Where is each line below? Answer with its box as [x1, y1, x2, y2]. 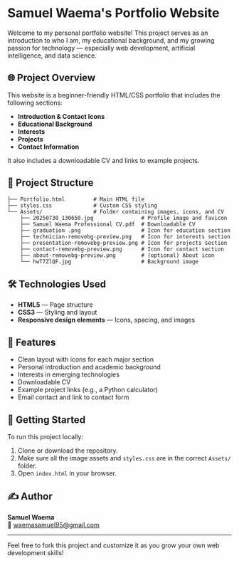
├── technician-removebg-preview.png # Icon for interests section [20, 233, 231, 240]
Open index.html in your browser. [17, 469, 117, 478]
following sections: [7, 98, 63, 107]
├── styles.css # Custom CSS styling [7, 201, 158, 209]
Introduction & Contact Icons [17, 112, 105, 120]
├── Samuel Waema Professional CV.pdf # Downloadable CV [20, 221, 196, 228]
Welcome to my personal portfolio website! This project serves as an [7, 28, 208, 37]
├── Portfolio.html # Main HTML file [7, 196, 144, 203]
